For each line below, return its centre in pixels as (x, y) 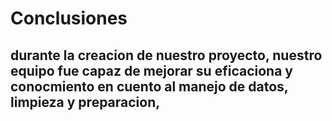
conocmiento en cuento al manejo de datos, (149, 86)
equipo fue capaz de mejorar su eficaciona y (151, 70)
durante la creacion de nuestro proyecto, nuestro (166, 55)
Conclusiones (69, 18)
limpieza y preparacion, (85, 102)
